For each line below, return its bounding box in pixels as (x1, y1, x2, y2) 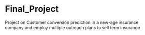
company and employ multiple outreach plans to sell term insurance (5, 24, 140, 30)
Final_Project (5, 3, 59, 15)
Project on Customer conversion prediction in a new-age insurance (5, 19, 139, 25)
